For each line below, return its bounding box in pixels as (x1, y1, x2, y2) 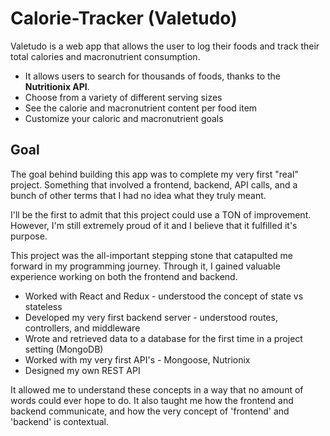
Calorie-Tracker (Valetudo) (10, 7, 238, 30)
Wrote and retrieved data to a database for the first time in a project (24, 332, 303, 344)
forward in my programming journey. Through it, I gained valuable (10, 260, 281, 272)
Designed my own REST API (24, 364, 141, 376)
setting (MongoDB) (24, 343, 104, 355)
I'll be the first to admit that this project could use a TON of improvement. (10, 208, 312, 221)
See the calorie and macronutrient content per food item (24, 102, 258, 114)
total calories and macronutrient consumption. (10, 50, 201, 62)
